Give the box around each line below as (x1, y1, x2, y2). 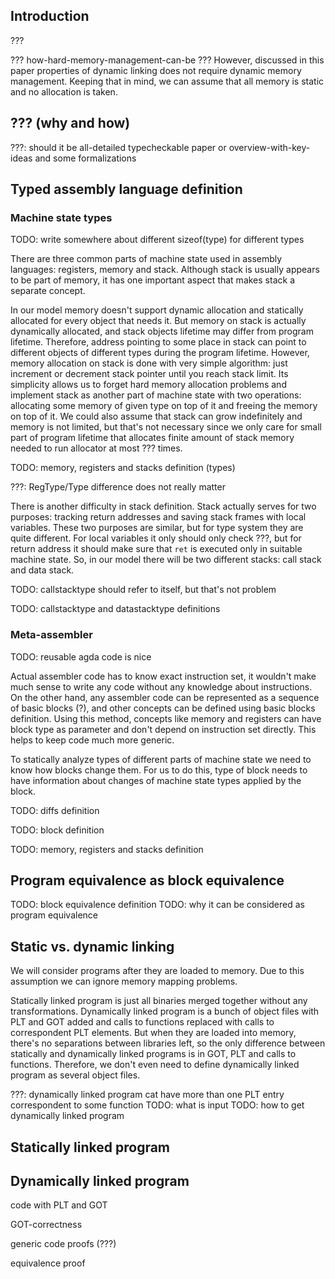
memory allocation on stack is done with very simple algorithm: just (10, 357, 288, 369)
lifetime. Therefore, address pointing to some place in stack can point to (10, 336, 307, 348)
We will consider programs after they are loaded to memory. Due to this (10, 965, 305, 977)
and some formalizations (34, 152, 137, 164)
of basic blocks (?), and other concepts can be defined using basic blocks (10, 702, 316, 714)
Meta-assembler (10, 628, 93, 642)
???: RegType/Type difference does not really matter (10, 481, 226, 493)
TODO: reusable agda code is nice (10, 650, 152, 663)
